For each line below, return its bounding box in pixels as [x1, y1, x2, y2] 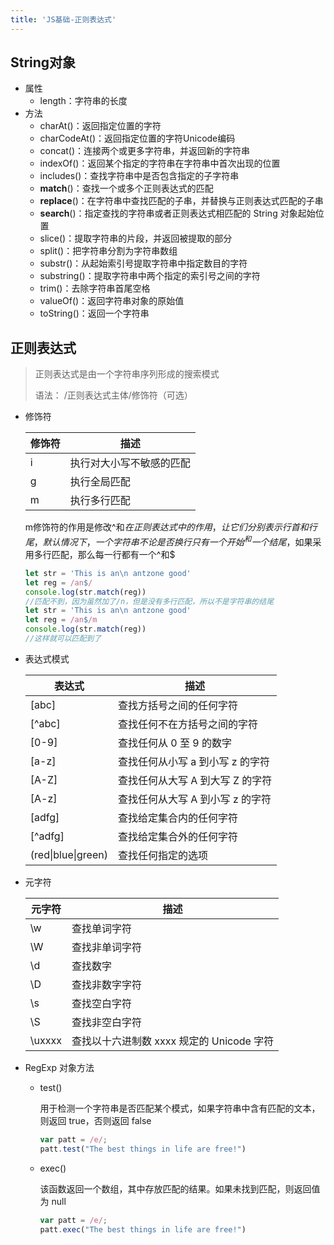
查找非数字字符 [71, 977, 142, 991]
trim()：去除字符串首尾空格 [39, 282, 151, 295]
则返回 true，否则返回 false [39, 1114, 152, 1126]
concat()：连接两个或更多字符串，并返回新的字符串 [39, 145, 251, 157]
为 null [39, 1195, 67, 1207]
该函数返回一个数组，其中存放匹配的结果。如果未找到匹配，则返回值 [39, 1182, 321, 1195]
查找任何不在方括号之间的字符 [117, 717, 258, 731]
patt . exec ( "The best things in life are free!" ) [39, 1224, 247, 1235]
